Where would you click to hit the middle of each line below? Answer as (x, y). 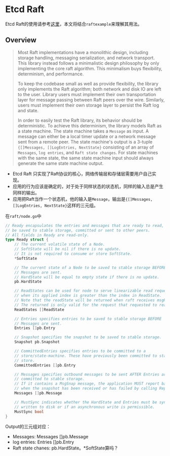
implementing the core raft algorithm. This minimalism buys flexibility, (90, 68)
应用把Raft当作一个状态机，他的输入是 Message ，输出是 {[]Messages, (82, 199)
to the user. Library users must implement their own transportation (87, 94)
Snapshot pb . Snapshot (37, 342)
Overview (21, 40)
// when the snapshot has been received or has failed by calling (86, 389)
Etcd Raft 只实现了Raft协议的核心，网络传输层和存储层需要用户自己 (82, 173)
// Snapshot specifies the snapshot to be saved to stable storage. (88, 337)
